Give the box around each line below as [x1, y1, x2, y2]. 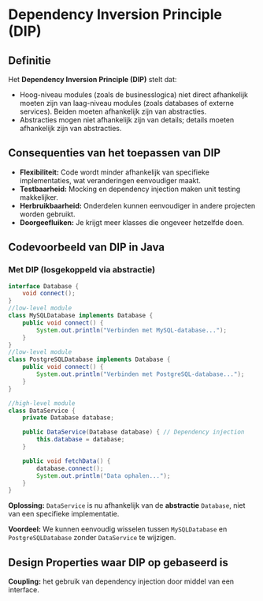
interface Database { [8, 282, 80, 290]
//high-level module [8, 399, 76, 408]
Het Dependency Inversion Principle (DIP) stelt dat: [8, 75, 177, 84]
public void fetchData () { [22, 456, 111, 465]
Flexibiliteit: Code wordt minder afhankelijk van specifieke [19, 167, 210, 177]
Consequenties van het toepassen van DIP [8, 146, 221, 160]
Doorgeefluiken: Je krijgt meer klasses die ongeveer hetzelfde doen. [19, 217, 244, 227]
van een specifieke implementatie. [8, 509, 120, 519]
